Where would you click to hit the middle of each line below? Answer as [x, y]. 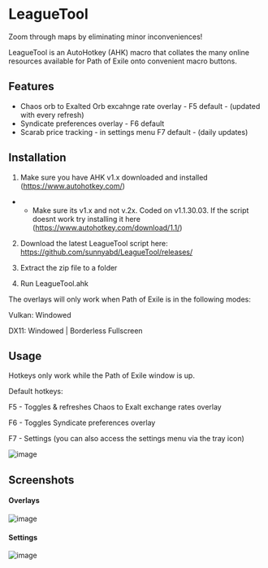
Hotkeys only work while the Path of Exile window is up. [102, 375]
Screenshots [41, 480]
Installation [37, 158]
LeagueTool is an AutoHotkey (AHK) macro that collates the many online [129, 52]
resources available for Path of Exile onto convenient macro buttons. [123, 61]
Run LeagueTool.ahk [54, 283]
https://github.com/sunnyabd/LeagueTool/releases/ [106, 252]
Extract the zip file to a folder [69, 267]
